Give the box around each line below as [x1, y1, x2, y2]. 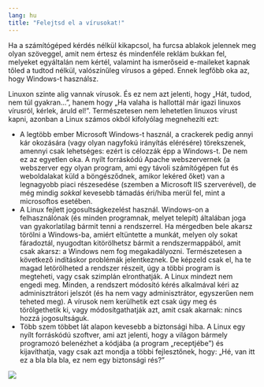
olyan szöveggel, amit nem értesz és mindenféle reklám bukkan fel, [8, 49, 227, 58]
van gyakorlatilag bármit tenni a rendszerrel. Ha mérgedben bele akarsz [19, 221, 253, 230]
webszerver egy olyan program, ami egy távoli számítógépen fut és [19, 163, 239, 172]
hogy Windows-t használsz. [8, 74, 99, 83]
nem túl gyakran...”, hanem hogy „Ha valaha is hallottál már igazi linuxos [8, 98, 242, 107]
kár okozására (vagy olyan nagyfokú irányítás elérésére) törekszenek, [19, 138, 247, 147]
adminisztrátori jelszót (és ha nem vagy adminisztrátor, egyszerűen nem [19, 288, 255, 297]
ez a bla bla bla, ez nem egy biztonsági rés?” [19, 355, 165, 364]
